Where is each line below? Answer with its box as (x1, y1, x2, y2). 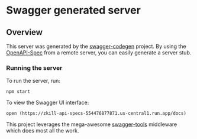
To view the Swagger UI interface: (6, 99, 89, 106)
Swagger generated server (6, 4, 141, 17)
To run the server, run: (6, 77, 61, 85)
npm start (6, 89, 31, 95)
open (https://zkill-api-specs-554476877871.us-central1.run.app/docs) (6, 111, 186, 117)
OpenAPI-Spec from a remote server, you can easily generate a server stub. (6, 49, 192, 56)
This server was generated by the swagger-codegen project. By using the (6, 43, 186, 50)
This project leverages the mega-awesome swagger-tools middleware (6, 121, 177, 128)
